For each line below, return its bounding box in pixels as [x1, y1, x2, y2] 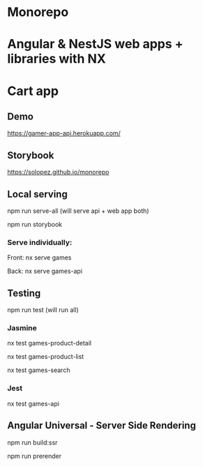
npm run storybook [7, 221, 63, 228]
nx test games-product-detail [7, 339, 92, 348]
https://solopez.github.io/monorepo [7, 168, 110, 177]
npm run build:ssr [7, 438, 58, 447]
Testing [7, 287, 41, 299]
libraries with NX [7, 51, 106, 67]
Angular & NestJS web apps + [7, 36, 183, 52]
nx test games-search [7, 366, 70, 374]
